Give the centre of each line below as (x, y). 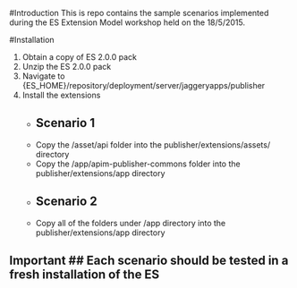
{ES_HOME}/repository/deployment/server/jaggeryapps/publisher (144, 85)
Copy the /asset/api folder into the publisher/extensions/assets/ (153, 144)
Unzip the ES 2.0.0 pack (67, 67)
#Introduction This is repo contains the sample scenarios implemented (139, 13)
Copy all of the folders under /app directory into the (131, 223)
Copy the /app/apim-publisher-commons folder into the (138, 164)
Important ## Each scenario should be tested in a (149, 261)
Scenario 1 (65, 123)
